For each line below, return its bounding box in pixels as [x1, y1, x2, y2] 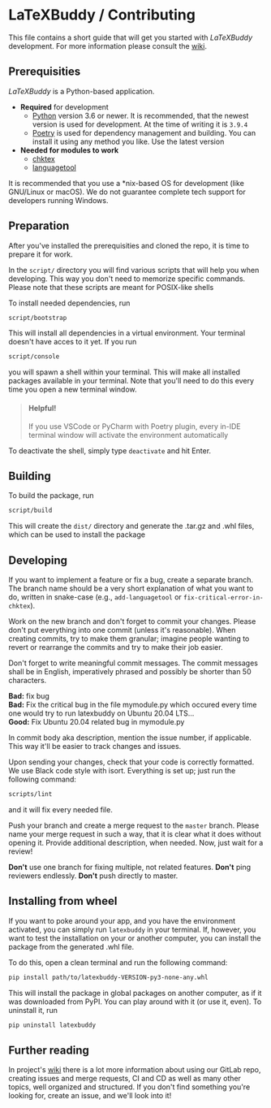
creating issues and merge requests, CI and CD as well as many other [8, 1074, 242, 1084]
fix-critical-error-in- [183, 594, 264, 602]
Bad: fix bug [8, 691, 50, 701]
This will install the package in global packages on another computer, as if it [8, 988, 262, 998]
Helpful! [28, 403, 57, 413]
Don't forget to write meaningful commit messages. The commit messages [8, 658, 258, 668]
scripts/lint [8, 790, 53, 799]
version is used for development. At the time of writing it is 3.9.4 [32, 119, 248, 129]
